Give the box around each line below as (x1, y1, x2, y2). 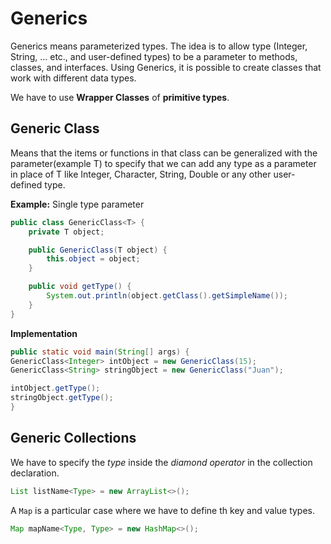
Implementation (10, 327, 78, 339)
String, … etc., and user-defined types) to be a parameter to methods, (10, 50, 298, 62)
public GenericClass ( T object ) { (28, 245, 168, 255)
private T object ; (28, 227, 105, 237)
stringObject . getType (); (10, 393, 114, 403)
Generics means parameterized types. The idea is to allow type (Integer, (10, 40, 308, 52)
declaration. (10, 467, 60, 479)
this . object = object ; (46, 254, 141, 264)
